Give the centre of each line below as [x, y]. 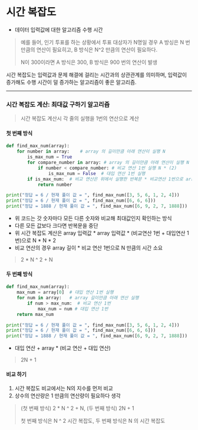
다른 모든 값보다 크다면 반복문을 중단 [56, 226]
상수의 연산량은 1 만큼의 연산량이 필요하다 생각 [67, 396]
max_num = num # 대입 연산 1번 [73, 309]
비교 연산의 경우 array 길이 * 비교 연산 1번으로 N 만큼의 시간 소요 [89, 248]
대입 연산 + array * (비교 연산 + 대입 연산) [62, 348]
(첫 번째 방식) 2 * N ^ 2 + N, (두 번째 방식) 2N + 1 [77, 408]
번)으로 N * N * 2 [35, 241]
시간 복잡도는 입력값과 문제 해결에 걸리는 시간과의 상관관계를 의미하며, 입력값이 [97, 75]
